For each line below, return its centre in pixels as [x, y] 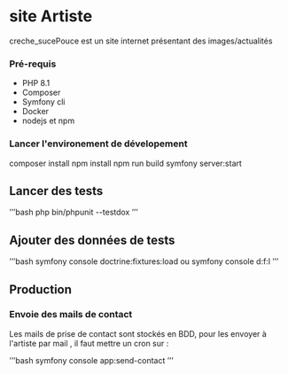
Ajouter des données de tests [92, 240]
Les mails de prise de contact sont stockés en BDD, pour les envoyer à [138, 333]
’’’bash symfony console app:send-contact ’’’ [92, 360]
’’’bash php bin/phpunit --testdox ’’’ [74, 212]
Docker [35, 112]
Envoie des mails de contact [71, 315]
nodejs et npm [48, 121]
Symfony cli [43, 102]
